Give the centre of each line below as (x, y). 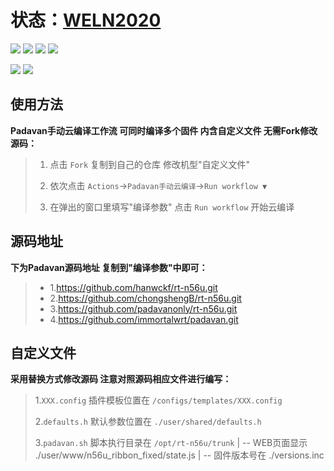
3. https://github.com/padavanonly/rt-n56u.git (143, 308)
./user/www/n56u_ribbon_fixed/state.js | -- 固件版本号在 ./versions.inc (179, 455)
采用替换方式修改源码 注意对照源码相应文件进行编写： (121, 379)
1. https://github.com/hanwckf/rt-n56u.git (133, 287)
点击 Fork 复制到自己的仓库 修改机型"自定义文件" (150, 164)
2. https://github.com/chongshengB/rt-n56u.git (145, 298)
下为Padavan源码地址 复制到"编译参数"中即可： (109, 267)
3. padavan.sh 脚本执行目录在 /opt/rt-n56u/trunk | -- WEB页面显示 (171, 443)
